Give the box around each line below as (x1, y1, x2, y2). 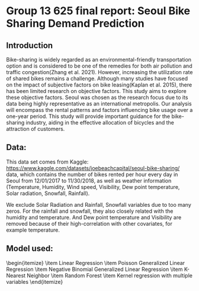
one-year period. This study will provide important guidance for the (6, 113, 171, 120)
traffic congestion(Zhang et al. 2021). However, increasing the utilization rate (6, 69, 193, 75)
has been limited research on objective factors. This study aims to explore (6, 88, 187, 94)
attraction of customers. (6, 126, 65, 132)
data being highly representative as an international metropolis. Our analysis (6, 100, 192, 107)
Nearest (6, 271, 25, 279)
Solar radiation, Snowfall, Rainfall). (6, 190, 90, 197)
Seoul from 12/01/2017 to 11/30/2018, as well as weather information (6, 177, 172, 184)
